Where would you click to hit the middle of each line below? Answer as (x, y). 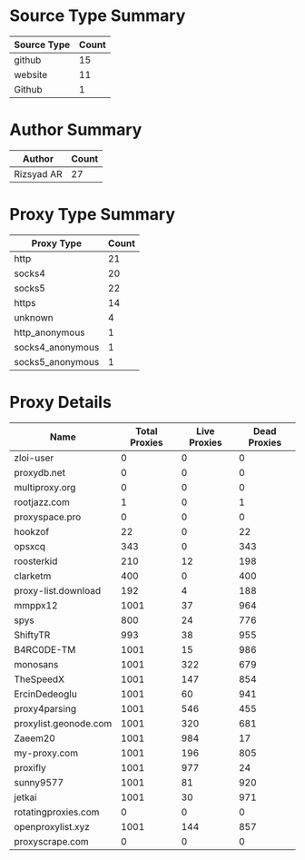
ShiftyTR (32, 635)
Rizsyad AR (38, 173)
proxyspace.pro (48, 517)
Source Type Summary (98, 16)
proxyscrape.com (51, 841)
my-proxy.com (46, 753)
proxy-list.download (58, 590)
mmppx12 (36, 605)
